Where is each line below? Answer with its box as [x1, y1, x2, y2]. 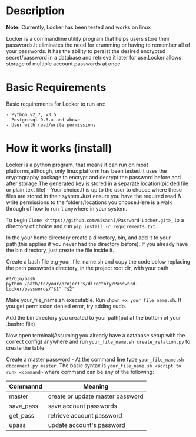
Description [6, 4, 65, 18]
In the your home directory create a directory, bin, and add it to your [6, 234, 171, 241]
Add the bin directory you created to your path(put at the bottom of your [6, 314, 181, 321]
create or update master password [48, 392, 144, 400]
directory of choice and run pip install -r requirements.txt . [6, 222, 157, 229]
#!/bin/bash [6, 275, 35, 281]
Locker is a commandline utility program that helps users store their [6, 35, 170, 42]
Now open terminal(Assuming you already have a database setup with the [6, 331, 185, 339]
